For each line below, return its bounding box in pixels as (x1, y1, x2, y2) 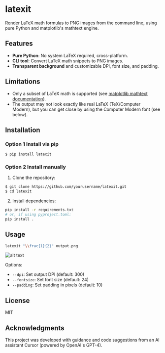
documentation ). (12, 95, 46, 102)
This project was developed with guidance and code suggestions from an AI (5, 337, 160, 343)
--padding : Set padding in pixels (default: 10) (12, 282, 103, 288)
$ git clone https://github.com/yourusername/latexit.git (5, 184, 127, 189)
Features (5, 40, 33, 48)
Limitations (5, 78, 40, 86)
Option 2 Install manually (5, 164, 66, 171)
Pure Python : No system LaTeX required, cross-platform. (12, 52, 128, 58)
